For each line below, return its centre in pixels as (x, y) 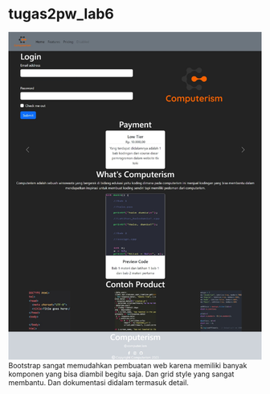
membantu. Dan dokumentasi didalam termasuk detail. (98, 382)
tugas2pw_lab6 (61, 14)
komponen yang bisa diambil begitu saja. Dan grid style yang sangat (121, 374)
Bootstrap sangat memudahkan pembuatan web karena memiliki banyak (128, 365)
